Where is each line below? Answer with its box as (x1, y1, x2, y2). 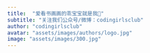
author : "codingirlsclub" (7, 23, 82, 30)
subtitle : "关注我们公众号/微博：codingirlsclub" (7, 17, 144, 23)
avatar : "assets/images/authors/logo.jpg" (7, 29, 133, 36)
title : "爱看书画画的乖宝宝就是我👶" (7, 10, 105, 17)
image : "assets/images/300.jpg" (7, 36, 101, 43)
